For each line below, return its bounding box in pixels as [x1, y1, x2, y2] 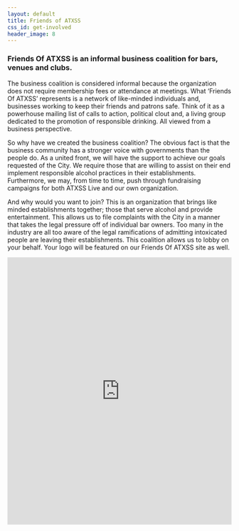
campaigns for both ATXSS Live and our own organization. [7, 183, 179, 192]
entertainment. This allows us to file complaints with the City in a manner [7, 212, 221, 221]
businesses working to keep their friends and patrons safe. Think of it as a [7, 101, 225, 110]
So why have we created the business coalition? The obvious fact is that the [7, 138, 230, 147]
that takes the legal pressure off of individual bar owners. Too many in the [7, 220, 224, 229]
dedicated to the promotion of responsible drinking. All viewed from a [7, 117, 211, 125]
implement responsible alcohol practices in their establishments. [7, 168, 196, 177]
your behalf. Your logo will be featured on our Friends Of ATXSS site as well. [7, 243, 230, 252]
